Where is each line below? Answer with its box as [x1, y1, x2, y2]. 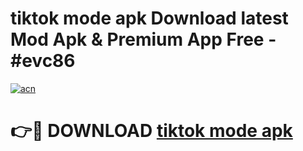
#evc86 [10, 50, 76, 72]
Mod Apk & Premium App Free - [10, 28, 277, 51]
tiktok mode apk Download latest [10, 7, 289, 30]
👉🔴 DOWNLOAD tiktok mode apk [10, 120, 293, 142]
